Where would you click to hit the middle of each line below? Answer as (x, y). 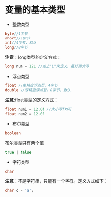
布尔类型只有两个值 (24, 143)
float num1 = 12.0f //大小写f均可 (38, 109)
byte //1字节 (16, 34)
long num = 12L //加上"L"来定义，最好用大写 (47, 66)
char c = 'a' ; (20, 191)
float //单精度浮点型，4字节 (31, 86)
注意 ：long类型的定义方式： (33, 57)
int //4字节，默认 (21, 43)
